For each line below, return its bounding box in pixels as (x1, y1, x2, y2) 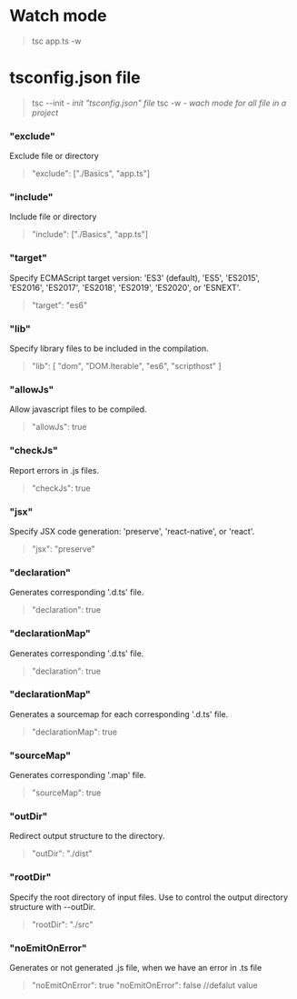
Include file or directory (9, 211, 97, 223)
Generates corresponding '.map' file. (9, 770, 147, 781)
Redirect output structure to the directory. (9, 831, 165, 842)
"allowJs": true (31, 422, 87, 433)
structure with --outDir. (9, 901, 96, 912)
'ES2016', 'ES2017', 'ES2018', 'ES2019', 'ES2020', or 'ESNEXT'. (9, 282, 242, 293)
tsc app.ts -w (31, 35, 82, 46)
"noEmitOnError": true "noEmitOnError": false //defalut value (31, 980, 258, 991)
